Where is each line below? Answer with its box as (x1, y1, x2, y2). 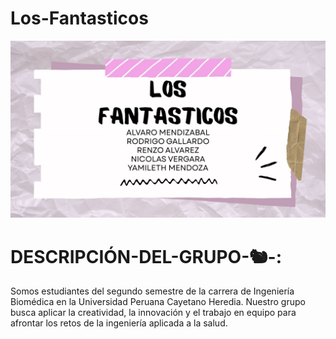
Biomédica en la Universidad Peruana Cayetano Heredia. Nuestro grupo (10, 296, 306, 308)
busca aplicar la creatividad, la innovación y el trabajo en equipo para (10, 307, 297, 319)
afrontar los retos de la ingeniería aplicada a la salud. (10, 317, 228, 329)
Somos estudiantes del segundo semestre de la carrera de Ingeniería (10, 285, 295, 297)
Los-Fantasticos (10, 7, 149, 30)
